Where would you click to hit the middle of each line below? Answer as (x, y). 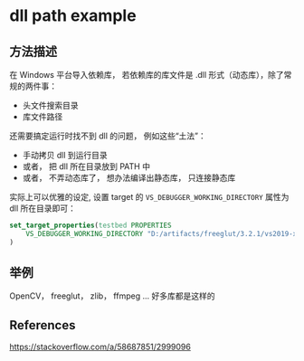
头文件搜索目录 (50, 105)
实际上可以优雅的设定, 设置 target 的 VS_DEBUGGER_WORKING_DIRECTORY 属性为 (149, 197)
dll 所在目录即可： (43, 208)
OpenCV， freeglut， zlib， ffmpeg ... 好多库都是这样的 (112, 296)
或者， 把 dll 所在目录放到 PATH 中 (86, 166)
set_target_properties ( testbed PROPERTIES (90, 225)
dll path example (73, 16)
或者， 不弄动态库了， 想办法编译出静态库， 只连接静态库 (129, 178)
